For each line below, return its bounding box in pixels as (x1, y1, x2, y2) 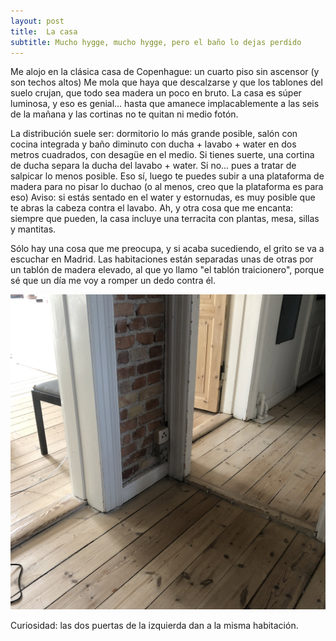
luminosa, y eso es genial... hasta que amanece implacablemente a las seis (10, 98, 320, 110)
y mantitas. (10, 223, 57, 235)
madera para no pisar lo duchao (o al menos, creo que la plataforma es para (10, 181, 324, 193)
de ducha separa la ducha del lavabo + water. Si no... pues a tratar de (10, 160, 297, 172)
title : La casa (10, 26, 78, 37)
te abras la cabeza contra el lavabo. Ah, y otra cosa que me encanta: (10, 202, 294, 214)
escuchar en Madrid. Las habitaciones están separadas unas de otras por (10, 253, 314, 265)
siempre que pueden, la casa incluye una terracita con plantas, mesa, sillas (10, 213, 320, 225)
